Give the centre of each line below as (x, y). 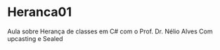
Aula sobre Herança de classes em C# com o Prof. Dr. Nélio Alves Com (110, 31)
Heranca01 (40, 12)
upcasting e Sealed (35, 38)
